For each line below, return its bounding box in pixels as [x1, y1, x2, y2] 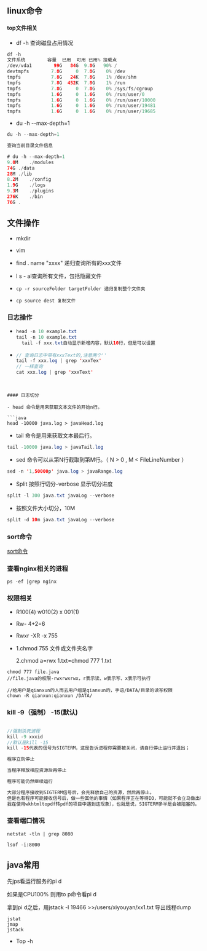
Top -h [15, 937, 33, 945]
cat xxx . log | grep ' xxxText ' [15, 369, 94, 376]
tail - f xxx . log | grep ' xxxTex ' [15, 358, 102, 364]
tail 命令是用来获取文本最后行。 [15, 432, 96, 440]
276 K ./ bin [7, 194, 44, 200]
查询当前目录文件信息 [7, 143, 53, 149]
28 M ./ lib [7, 171, 33, 177]
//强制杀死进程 [7, 728, 41, 734]
